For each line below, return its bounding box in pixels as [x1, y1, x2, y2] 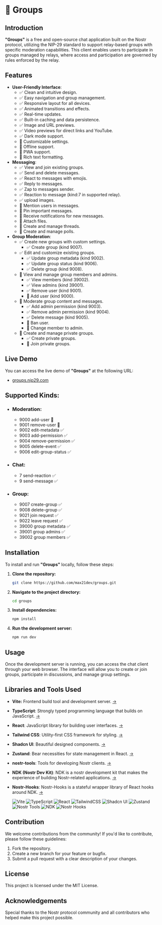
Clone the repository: [12, 571, 56, 577]
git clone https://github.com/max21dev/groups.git [12, 580, 117, 585]
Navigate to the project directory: [12, 589, 81, 595]
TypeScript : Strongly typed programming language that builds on [12, 708, 143, 714]
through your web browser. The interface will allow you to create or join [5, 667, 147, 672]
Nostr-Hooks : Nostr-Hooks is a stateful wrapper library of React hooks [12, 784, 154, 790]
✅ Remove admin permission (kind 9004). [26, 308, 110, 315]
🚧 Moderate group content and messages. [19, 298, 103, 304]
